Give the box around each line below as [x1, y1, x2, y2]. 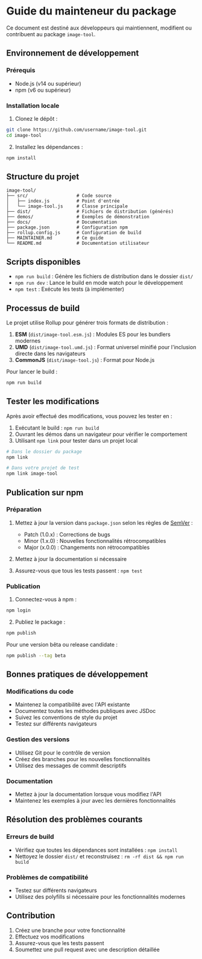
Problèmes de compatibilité [6, 873, 89, 881]
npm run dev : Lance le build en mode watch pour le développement [14, 279, 183, 286]
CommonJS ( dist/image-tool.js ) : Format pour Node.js [14, 356, 155, 363]
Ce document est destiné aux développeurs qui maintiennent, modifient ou [6, 24, 192, 31]
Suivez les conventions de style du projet [14, 714, 118, 721]
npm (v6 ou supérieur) [14, 86, 71, 93]
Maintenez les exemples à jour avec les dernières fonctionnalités [14, 797, 176, 805]
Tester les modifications [6, 396, 99, 407]
